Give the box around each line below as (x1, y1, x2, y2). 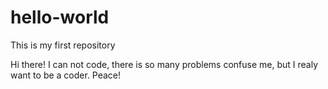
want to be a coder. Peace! (10, 69, 122, 81)
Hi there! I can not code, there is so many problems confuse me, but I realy (10, 58, 319, 70)
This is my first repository (10, 39, 116, 51)
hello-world (10, 6, 110, 29)
